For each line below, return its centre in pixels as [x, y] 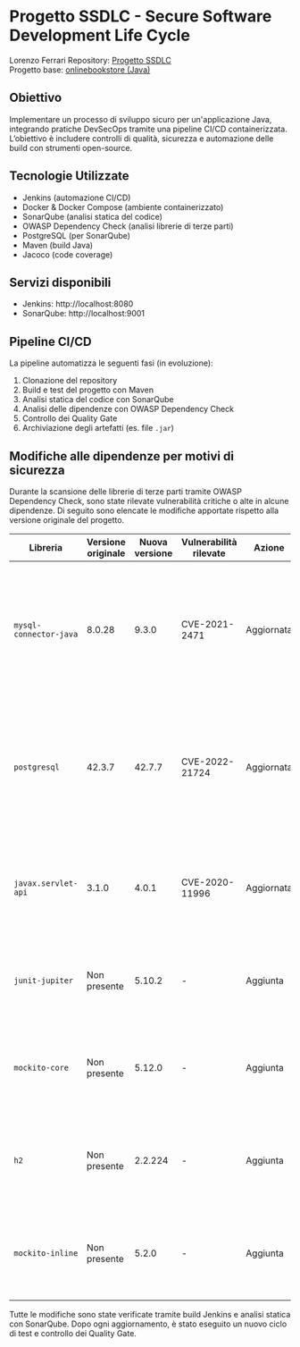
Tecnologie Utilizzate [69, 176]
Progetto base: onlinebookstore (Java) [80, 70]
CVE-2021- [208, 624]
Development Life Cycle [100, 35]
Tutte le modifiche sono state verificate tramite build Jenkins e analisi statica [150, 1314]
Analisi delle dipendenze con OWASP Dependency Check [128, 409]
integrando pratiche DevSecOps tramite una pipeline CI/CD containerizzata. [148, 129]
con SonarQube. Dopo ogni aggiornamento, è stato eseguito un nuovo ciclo [148, 1324]
